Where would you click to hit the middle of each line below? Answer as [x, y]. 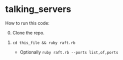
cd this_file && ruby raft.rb [44, 43]
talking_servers [38, 9]
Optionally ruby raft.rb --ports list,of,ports [69, 52]
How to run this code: [27, 23]
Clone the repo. [28, 32]
